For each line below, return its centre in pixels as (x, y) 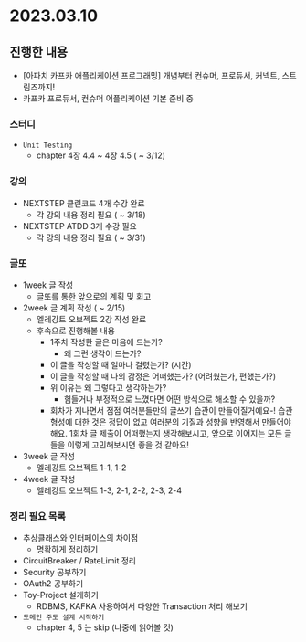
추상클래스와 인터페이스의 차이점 (80, 538)
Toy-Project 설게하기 (60, 595)
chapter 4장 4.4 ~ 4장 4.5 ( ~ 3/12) (101, 155)
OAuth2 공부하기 (53, 584)
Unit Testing (47, 146)
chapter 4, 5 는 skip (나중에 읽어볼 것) (105, 627)
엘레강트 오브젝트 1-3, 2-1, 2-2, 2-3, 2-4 (109, 490)
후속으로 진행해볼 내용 (76, 331)
